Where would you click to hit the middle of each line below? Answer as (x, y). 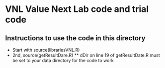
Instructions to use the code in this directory (75, 38)
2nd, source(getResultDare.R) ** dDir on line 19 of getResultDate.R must (86, 55)
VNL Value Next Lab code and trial (77, 9)
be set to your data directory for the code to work (63, 60)
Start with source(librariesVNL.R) (46, 50)
